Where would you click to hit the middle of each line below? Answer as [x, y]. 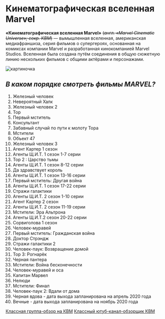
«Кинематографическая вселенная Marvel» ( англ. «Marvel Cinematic [80, 33]
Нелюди [21, 280]
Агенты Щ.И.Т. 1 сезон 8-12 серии [48, 164]
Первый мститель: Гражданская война [54, 233]
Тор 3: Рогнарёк [30, 254]
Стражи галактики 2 [34, 244]
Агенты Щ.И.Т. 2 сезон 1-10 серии [48, 196]
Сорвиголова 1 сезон [35, 222]
